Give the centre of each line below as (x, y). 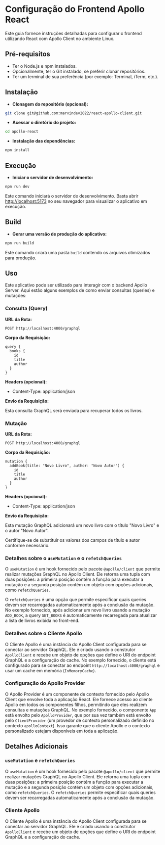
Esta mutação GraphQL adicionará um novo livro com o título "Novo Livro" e (82, 525)
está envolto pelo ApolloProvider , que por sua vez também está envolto (78, 715)
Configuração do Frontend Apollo (75, 9)
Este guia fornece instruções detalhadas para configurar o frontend (73, 33)
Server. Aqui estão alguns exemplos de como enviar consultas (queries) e (80, 290)
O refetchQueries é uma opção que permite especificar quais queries (76, 600)
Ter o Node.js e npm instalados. (45, 66)
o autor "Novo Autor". (27, 530)
